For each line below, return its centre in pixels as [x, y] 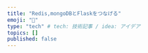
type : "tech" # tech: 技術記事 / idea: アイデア [74, 26]
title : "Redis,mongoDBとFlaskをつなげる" [64, 13]
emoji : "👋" [23, 20]
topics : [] [23, 33]
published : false [32, 39]
